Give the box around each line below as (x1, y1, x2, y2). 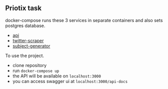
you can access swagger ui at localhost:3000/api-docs (12, 78, 128, 84)
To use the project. (5, 52, 44, 58)
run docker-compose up (12, 67, 59, 73)
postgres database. (5, 22, 46, 28)
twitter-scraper (12, 37, 44, 43)
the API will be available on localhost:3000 (12, 72, 102, 79)
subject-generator (12, 42, 50, 49)
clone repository (12, 62, 47, 68)
